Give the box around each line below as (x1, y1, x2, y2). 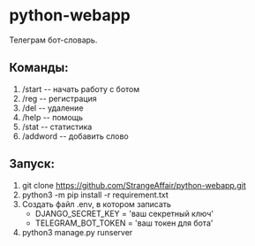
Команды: (9, 60, 69, 75)
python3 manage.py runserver (21, 227, 133, 237)
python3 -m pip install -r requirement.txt (21, 189, 169, 200)
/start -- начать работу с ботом (21, 83, 140, 94)
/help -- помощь (21, 111, 84, 122)
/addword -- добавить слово (21, 130, 130, 142)
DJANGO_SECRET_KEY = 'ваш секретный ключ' (34, 208, 214, 219)
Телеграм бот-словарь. (9, 35, 98, 45)
